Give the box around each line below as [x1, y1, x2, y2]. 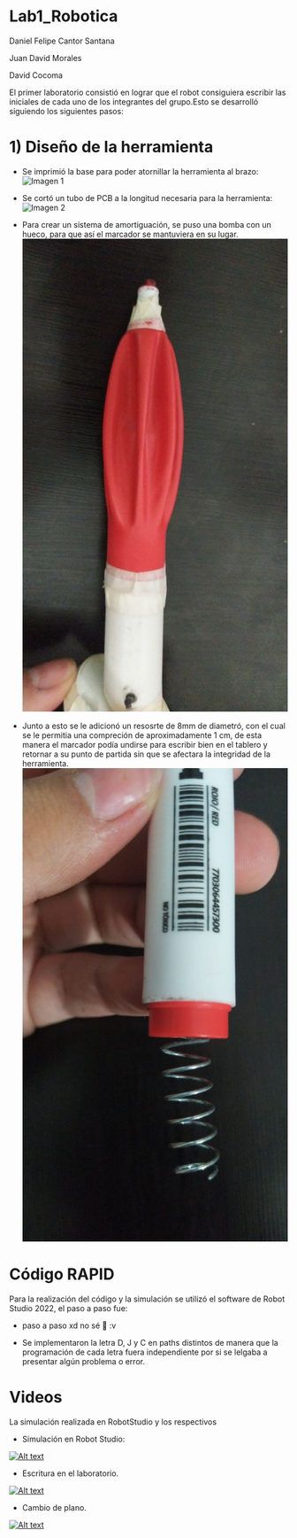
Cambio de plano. [21, 1502, 87, 1512]
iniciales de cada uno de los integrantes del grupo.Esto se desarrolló [9, 96, 259, 107]
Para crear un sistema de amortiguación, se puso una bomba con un [21, 219, 272, 229]
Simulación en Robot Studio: [21, 1433, 126, 1444]
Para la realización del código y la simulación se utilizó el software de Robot [9, 1293, 286, 1304]
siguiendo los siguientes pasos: [9, 105, 124, 116]
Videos [9, 1387, 63, 1407]
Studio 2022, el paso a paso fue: [9, 1302, 128, 1313]
